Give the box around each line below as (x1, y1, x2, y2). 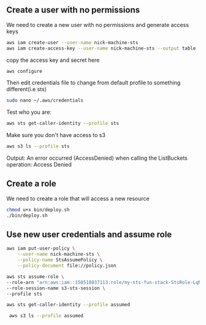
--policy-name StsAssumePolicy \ (17, 257, 103, 263)
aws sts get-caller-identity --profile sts (6, 121, 120, 127)
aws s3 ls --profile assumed (9, 313, 84, 319)
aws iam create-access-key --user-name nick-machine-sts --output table (6, 45, 196, 51)
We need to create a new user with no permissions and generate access (6, 21, 189, 28)
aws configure (6, 68, 43, 74)
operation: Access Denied (6, 161, 72, 168)
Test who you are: (6, 108, 52, 116)
